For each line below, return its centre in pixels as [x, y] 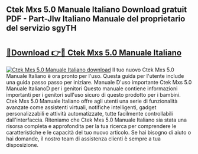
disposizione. [22, 145]
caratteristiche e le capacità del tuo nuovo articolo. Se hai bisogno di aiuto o [99, 132]
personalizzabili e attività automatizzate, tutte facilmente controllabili [90, 114]
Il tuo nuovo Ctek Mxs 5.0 [143, 70]
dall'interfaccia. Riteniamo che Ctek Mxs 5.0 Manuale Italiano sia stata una [97, 120]
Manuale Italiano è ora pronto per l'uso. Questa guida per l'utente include [95, 76]
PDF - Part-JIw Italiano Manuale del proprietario [96, 19]
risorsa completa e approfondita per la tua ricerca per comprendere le [91, 126]
